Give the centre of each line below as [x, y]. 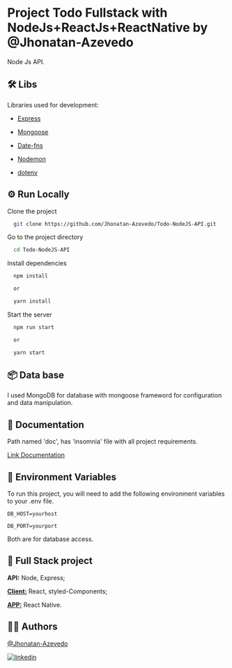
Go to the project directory [45, 237]
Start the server [30, 314]
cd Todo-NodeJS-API [42, 250]
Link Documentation [36, 455]
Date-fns [30, 145]
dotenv [28, 172]
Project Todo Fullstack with [87, 13]
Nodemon [32, 159]
